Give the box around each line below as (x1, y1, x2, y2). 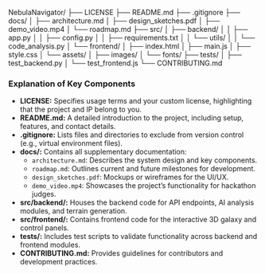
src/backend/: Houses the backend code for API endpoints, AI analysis (19, 198, 255, 207)
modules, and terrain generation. (19, 206, 127, 216)
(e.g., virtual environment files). (19, 139, 123, 148)
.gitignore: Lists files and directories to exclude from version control (19, 130, 244, 139)
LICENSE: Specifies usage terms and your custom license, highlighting (19, 96, 252, 106)
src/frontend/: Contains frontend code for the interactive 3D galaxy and (19, 215, 257, 225)
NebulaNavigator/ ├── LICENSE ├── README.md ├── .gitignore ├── (8, 8, 240, 17)
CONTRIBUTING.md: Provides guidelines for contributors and (19, 249, 224, 258)
